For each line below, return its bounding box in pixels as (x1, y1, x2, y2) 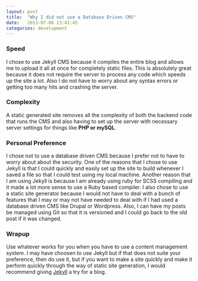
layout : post (6, 8, 38, 15)
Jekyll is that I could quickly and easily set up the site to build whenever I (6, 165, 184, 172)
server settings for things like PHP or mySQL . (6, 124, 116, 131)
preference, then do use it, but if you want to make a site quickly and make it (6, 256, 193, 263)
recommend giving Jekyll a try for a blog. (6, 269, 106, 276)
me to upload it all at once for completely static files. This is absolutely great (6, 64, 192, 72)
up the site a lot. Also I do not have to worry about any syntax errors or (6, 77, 178, 84)
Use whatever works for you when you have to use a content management (6, 243, 188, 250)
